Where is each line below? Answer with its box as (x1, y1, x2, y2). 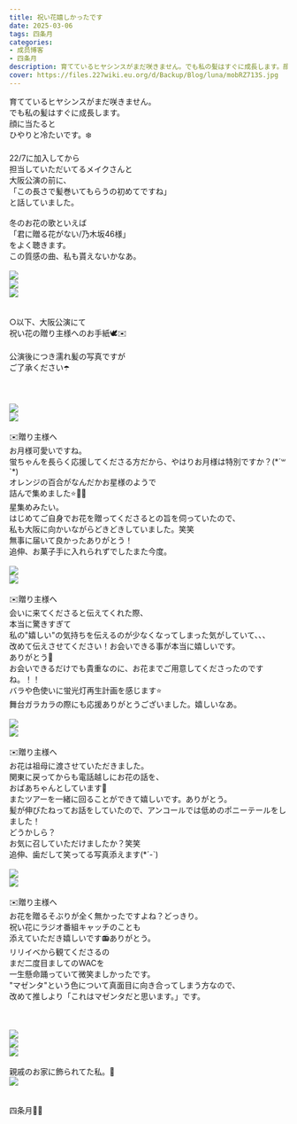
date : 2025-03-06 (9, 21, 73, 30)
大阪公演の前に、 (9, 175, 72, 185)
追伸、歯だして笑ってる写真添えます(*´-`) (9, 848, 159, 860)
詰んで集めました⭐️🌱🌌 (9, 488, 87, 498)
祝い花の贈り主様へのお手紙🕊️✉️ (9, 327, 127, 338)
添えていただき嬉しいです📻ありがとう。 (9, 933, 156, 943)
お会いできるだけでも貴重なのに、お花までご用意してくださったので (9, 662, 256, 674)
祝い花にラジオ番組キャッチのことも (9, 921, 141, 932)
